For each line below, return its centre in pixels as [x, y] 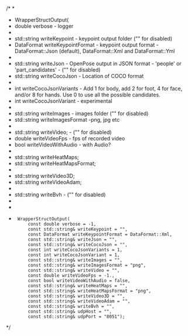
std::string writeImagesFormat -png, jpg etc [67, 120]
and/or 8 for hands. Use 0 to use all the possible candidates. [88, 95]
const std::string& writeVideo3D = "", [76, 296]
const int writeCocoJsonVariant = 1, [74, 255]
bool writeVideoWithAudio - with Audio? [63, 145]
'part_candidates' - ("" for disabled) [57, 70]
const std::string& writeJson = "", [72, 240]
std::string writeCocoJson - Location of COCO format [79, 76]
